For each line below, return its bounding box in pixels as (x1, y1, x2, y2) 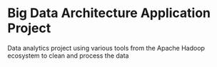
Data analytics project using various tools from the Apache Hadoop (7, 43, 206, 52)
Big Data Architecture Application (7, 5, 211, 21)
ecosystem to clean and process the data (7, 51, 129, 60)
